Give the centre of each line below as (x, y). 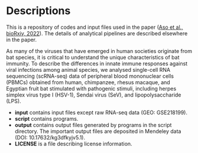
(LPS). (14, 101)
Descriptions (38, 11)
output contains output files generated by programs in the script (93, 125)
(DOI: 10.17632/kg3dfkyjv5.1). (50, 137)
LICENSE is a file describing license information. (73, 144)
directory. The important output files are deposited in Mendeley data (98, 131)
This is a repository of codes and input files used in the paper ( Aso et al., (95, 27)
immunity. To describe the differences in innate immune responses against (97, 64)
